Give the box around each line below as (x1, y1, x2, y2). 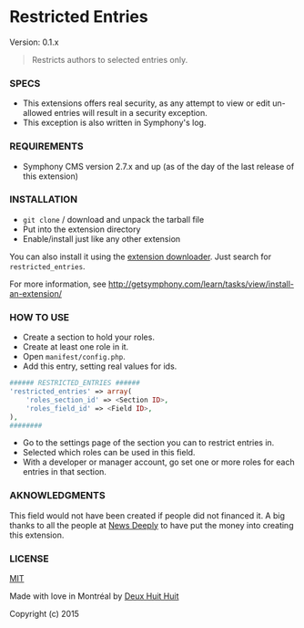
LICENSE (9, 552, 50, 565)
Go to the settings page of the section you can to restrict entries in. (22, 437, 275, 448)
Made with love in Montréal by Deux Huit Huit (9, 591, 179, 602)
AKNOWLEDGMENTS (9, 489, 106, 502)
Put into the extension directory (22, 224, 141, 235)
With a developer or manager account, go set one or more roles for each (22, 456, 295, 467)
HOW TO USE (9, 310, 70, 323)
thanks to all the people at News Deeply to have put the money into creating (9, 519, 294, 530)
